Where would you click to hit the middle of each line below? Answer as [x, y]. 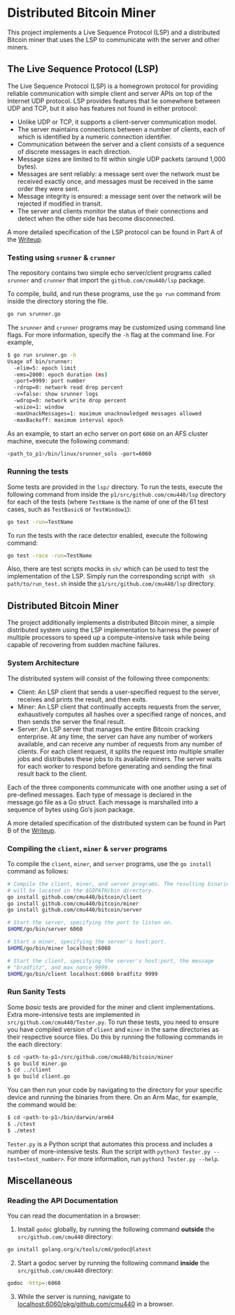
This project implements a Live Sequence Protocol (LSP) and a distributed [114, 32]
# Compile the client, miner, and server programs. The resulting [106, 884]
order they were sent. [48, 189]
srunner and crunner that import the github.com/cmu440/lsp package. [106, 280]
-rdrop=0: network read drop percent [69, 388]
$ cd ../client [29, 1070]
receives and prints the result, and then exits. [83, 699]
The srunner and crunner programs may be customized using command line [116, 327]
